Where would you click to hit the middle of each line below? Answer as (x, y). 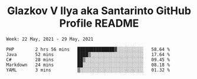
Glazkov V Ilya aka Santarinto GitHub (99, 11)
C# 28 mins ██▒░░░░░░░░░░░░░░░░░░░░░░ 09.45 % (88, 60)
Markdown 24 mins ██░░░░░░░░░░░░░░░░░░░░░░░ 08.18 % (88, 65)
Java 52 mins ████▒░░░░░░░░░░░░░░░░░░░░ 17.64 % (88, 54)
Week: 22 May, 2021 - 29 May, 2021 (50, 39)
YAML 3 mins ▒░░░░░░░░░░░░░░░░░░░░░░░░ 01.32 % (88, 70)
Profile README (99, 23)
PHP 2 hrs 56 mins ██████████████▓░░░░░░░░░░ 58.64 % (88, 49)
